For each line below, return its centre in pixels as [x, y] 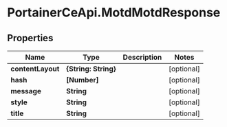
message [26, 91]
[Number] [83, 80]
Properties [30, 38]
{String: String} [91, 69]
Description [142, 57]
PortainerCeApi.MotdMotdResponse [114, 13]
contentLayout [35, 69]
